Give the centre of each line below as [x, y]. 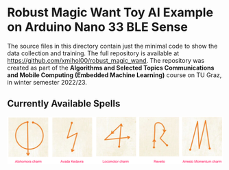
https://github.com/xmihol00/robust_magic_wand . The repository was [106, 60]
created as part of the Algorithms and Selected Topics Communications [111, 68]
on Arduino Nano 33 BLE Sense [98, 27]
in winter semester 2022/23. [47, 82]
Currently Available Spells [64, 104]
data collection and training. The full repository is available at [93, 53]
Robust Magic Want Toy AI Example [110, 13]
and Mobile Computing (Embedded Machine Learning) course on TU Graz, [114, 75]
